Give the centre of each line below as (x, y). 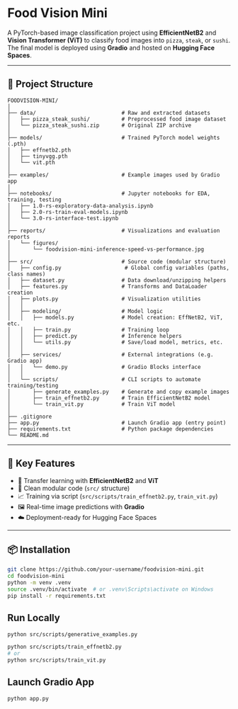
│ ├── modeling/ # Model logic (85, 311)
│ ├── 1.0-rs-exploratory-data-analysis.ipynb (80, 206)
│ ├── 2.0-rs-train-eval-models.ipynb (68, 212)
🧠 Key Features (41, 464)
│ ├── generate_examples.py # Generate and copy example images (119, 392)
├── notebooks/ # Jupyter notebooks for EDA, (109, 193)
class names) (27, 274)
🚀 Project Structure (50, 84)
